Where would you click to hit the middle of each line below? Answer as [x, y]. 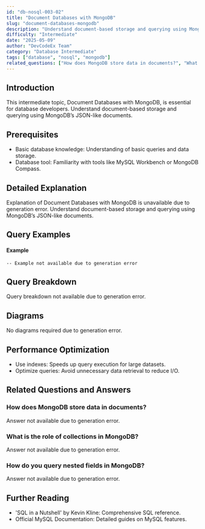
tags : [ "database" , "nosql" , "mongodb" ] [59, 57]
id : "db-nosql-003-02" [35, 12]
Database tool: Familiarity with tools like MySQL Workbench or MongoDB [107, 162]
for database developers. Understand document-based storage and [92, 109]
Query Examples [38, 235]
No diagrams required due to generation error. [64, 331]
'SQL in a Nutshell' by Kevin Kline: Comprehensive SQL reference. [98, 513]
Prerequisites [32, 135]
